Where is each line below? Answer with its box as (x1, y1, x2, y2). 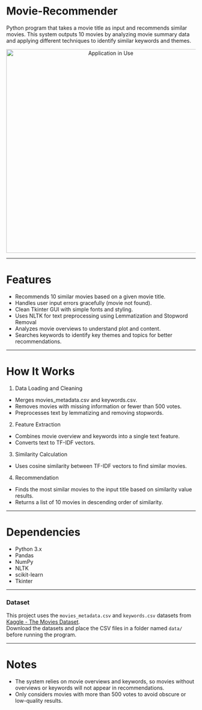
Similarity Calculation (14, 450, 68, 458)
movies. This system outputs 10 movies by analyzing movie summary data (6, 30, 190, 37)
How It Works (6, 365, 75, 379)
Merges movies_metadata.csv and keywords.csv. (14, 396, 137, 403)
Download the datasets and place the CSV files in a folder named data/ (6, 625, 183, 632)
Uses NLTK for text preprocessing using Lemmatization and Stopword (14, 312, 188, 319)
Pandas (14, 551, 34, 559)
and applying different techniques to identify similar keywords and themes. (6, 37, 191, 44)
